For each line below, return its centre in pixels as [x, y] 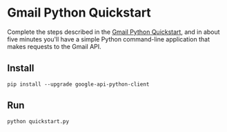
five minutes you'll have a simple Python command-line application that [109, 39]
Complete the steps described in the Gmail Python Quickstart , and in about [113, 32]
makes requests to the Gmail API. [54, 46]
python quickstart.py [38, 121]
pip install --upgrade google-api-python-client [78, 84]
